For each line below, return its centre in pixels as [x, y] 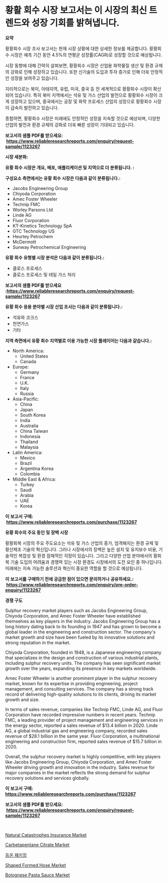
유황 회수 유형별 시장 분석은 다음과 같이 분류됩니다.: [55, 257]
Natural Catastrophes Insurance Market [46, 835]
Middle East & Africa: [34, 479]
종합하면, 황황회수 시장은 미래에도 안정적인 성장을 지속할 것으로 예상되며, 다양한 [83, 118]
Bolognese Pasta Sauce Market [38, 875]
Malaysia [29, 447]
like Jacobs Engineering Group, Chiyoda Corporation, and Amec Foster [78, 762]
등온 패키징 [16, 855]
